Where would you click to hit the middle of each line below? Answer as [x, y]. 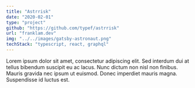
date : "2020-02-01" [30, 17]
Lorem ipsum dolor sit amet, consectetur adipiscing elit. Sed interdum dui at [98, 61]
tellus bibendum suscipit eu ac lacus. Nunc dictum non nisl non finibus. [92, 67]
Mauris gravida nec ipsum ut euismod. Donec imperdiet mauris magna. [92, 73]
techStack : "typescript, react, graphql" [58, 45]
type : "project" [26, 22]
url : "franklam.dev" [31, 33]
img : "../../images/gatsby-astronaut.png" [59, 39]
